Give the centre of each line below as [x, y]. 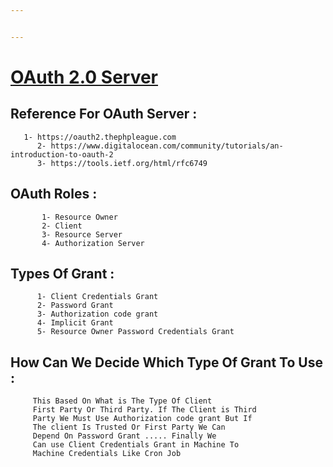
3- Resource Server [82, 234]
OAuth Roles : [54, 194]
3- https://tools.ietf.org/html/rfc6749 [122, 163]
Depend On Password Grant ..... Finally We [124, 436]
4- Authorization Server [93, 243]
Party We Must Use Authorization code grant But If [142, 419]
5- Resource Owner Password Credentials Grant [135, 332]
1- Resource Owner [79, 217]
